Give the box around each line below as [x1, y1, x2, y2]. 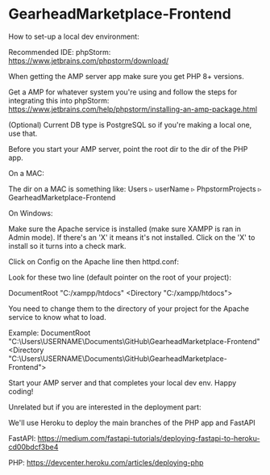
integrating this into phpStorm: [8, 95, 110, 105]
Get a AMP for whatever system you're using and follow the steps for [8, 86, 238, 97]
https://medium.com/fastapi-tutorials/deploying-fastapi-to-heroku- [37, 433, 260, 443]
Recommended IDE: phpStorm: [8, 47, 111, 57]
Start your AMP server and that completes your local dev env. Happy [8, 377, 237, 388]
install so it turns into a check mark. [8, 241, 127, 250]
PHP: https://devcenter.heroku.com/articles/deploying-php [8, 457, 204, 467]
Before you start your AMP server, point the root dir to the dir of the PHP [8, 144, 248, 153]
